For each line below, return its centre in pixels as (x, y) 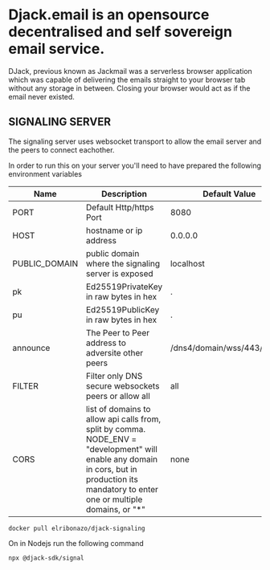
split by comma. (116, 429)
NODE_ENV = (111, 439)
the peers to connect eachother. (61, 149)
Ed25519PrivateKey (124, 287)
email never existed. (41, 96)
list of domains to (118, 409)
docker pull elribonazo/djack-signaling (77, 528)
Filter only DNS (114, 376)
